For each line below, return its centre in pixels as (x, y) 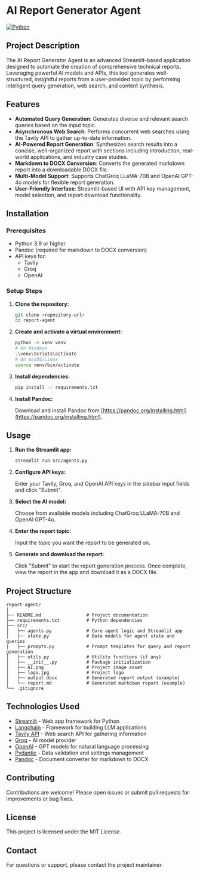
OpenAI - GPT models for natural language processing (82, 746)
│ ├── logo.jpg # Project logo (65, 673)
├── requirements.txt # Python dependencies (75, 621)
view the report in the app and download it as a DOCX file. (86, 572)
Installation (27, 214)
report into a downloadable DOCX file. (61, 169)
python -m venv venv (40, 343)
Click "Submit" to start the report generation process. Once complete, (101, 566)
